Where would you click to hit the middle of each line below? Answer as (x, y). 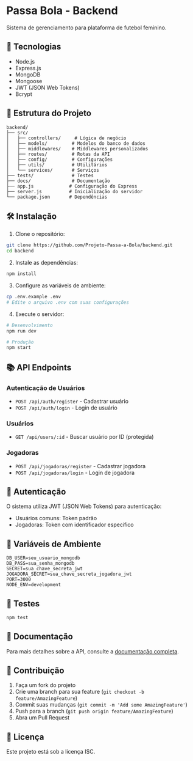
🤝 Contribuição (35, 671)
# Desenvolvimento (30, 325)
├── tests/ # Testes (50, 175)
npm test (17, 617)
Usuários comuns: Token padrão (56, 518)
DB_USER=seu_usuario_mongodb (43, 558)
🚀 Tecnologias (34, 47)
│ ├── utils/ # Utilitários (57, 165)
